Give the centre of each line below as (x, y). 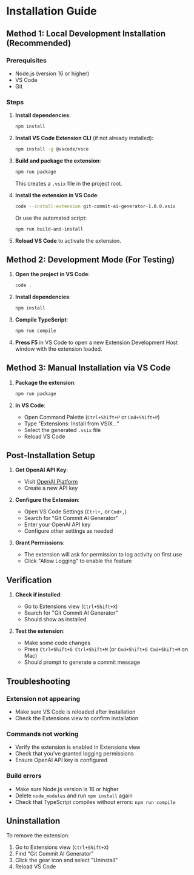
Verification (29, 580)
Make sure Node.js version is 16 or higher (67, 789)
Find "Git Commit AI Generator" (54, 854)
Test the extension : (40, 631)
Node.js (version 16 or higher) (52, 73)
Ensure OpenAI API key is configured (61, 760)
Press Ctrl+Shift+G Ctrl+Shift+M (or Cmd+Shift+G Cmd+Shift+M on (106, 649)
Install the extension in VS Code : (57, 195)
